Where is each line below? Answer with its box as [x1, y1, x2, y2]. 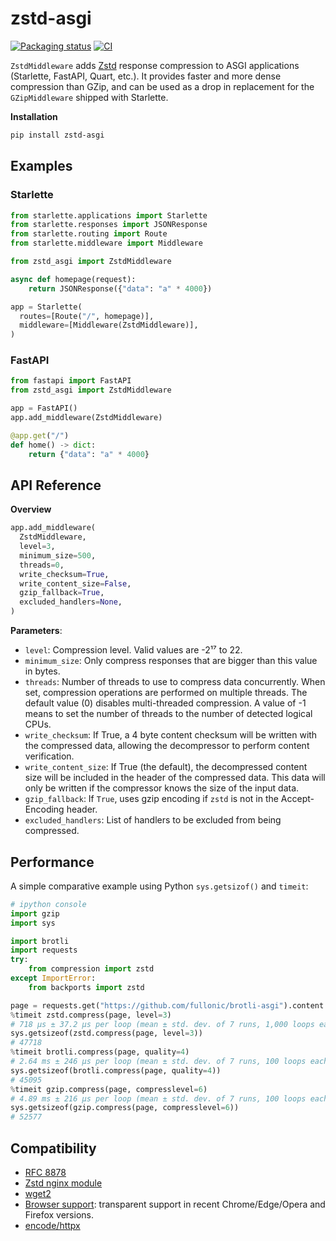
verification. [24, 750, 75, 762]
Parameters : [10, 625, 63, 637]
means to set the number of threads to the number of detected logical [24, 708, 313, 720]
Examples [10, 158, 73, 175]
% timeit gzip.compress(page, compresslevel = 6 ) [10, 1084, 208, 1094]
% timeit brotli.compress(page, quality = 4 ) [10, 1047, 190, 1057]
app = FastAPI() [10, 403, 78, 414]
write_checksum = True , [19, 569, 110, 579]
